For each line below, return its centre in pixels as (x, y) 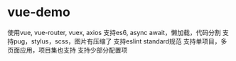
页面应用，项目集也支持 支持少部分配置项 (68, 50)
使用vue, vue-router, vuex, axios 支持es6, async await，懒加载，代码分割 (114, 32)
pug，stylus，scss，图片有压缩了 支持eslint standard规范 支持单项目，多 (120, 41)
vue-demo (39, 12)
